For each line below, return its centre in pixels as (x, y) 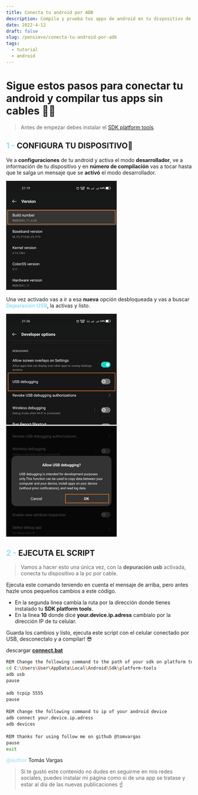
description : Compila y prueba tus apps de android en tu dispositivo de (99, 19)
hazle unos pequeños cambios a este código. (61, 591)
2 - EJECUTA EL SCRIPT (51, 553)
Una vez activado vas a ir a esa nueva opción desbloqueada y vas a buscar (98, 299)
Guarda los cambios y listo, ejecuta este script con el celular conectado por (98, 633)
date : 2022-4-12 (26, 25)
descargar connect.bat (34, 651)
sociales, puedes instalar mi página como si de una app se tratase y (103, 778)
